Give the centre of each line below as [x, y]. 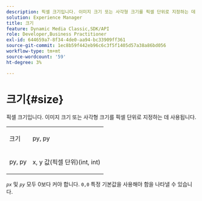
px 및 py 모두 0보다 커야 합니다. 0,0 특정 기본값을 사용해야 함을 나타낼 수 [91, 184]
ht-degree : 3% [24, 62]
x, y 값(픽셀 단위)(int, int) [67, 162]
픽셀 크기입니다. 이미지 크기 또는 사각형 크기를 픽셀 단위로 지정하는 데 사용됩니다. [101, 117]
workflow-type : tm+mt [34, 51]
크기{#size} [35, 99]
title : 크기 [20, 23]
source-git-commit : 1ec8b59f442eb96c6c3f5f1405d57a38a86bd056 [86, 46]
